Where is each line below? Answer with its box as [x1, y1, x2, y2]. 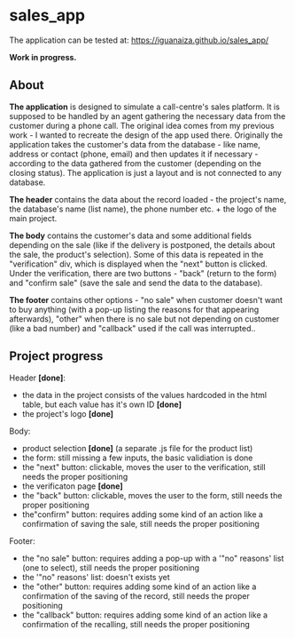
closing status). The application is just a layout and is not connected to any [9, 167, 282, 178]
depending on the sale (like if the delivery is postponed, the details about [9, 239, 276, 250]
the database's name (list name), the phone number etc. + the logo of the [9, 203, 277, 214]
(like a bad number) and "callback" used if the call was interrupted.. [9, 323, 256, 333]
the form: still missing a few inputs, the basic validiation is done [21, 452, 253, 463]
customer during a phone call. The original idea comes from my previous [9, 120, 275, 131]
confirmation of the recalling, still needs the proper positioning [21, 618, 251, 629]
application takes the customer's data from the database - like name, [9, 139, 261, 149]
